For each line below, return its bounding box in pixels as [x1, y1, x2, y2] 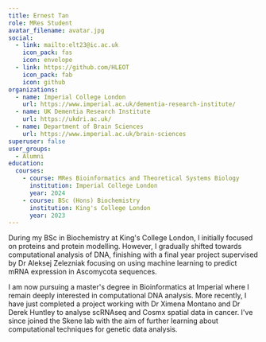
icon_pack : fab [22, 71, 73, 79]
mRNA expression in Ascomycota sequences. [8, 267, 157, 277]
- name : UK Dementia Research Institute [15, 108, 151, 116]
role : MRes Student [8, 19, 73, 27]
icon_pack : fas [22, 49, 73, 56]
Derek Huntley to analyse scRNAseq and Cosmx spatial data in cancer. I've [8, 308, 253, 317]
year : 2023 [29, 212, 66, 220]
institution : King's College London [29, 204, 151, 212]
